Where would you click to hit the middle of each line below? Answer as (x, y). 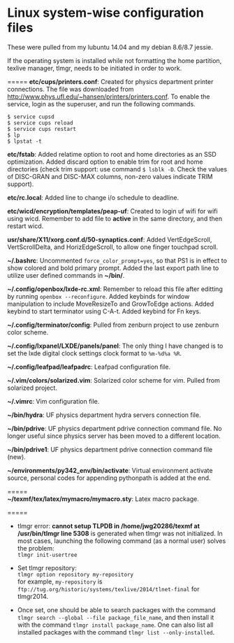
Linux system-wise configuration (105, 13)
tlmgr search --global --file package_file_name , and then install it (116, 617)
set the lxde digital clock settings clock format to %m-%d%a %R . (95, 353)
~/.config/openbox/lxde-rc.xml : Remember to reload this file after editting (115, 289)
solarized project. (32, 388)
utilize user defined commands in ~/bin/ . (66, 275)
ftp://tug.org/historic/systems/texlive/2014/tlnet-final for (108, 588)
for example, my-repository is (60, 581)
